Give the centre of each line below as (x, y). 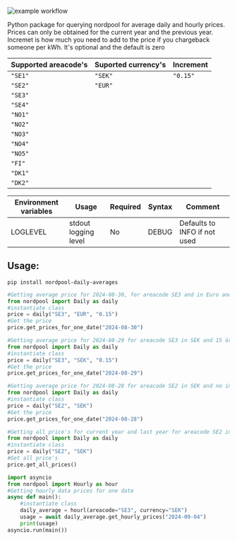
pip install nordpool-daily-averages (63, 282)
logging (82, 232)
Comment (203, 207)
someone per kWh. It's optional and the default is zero (86, 47)
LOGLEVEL (29, 232)
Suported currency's (130, 65)
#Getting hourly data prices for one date (71, 491)
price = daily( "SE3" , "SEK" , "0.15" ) (63, 360)
